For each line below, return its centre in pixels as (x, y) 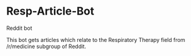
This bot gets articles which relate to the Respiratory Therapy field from (96, 40)
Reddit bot (19, 28)
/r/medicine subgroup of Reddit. (46, 46)
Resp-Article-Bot (50, 11)
